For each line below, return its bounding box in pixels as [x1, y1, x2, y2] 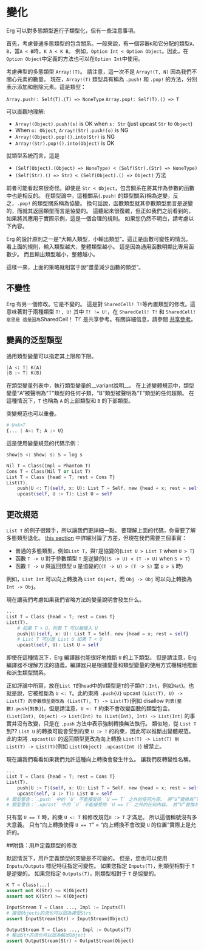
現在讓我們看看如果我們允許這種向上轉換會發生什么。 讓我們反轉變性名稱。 [6, 756, 194, 763]
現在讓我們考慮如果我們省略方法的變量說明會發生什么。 [6, 596, 144, 603]
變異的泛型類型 [6, 335, 63, 346]
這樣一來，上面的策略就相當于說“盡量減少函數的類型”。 [6, 263, 144, 271]
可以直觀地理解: [6, 108, 46, 115]
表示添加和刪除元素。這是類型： [6, 83, 86, 90]
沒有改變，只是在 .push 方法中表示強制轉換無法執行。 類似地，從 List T [16, 720, 197, 727]
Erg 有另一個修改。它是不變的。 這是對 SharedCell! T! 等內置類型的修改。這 [6, 300, 196, 307]
